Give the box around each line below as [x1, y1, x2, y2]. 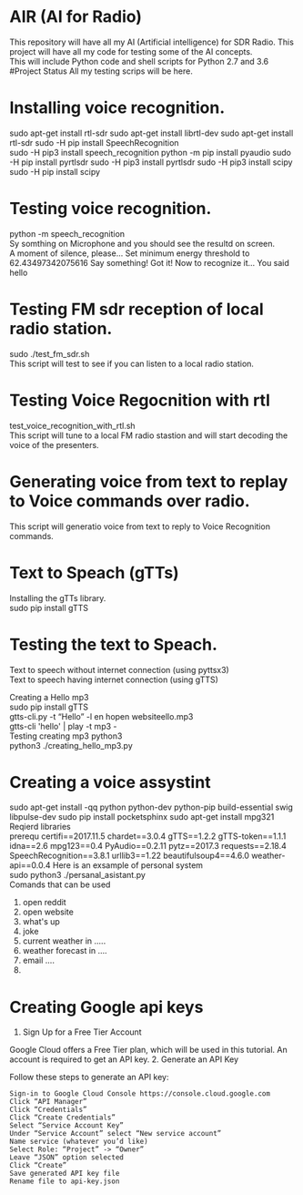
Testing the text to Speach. [9, 634, 218, 655]
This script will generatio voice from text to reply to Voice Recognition [9, 521, 271, 532]
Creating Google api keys [9, 996, 204, 1017]
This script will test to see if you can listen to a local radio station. [9, 358, 255, 369]
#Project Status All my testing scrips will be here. [9, 66, 193, 77]
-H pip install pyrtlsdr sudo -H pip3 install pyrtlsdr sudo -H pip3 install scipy [9, 157, 293, 168]
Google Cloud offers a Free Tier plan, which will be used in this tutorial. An [9, 1045, 288, 1056]
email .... [22, 955, 55, 966]
